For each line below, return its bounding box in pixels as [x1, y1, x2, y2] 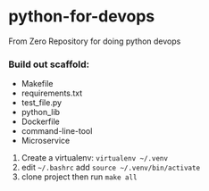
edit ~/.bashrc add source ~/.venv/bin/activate [21, 162, 201, 173]
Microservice [21, 136, 71, 146]
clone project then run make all [21, 171, 138, 182]
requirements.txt [21, 87, 83, 99]
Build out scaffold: [8, 58, 90, 71]
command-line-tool [21, 126, 93, 137]
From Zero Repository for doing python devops [8, 36, 181, 46]
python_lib [21, 107, 60, 118]
